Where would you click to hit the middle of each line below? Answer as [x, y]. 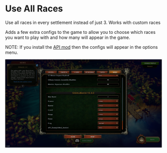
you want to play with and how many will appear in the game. [68, 37]
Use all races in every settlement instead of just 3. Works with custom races [83, 22]
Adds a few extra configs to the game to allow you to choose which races [80, 32]
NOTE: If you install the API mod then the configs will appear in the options [82, 47]
